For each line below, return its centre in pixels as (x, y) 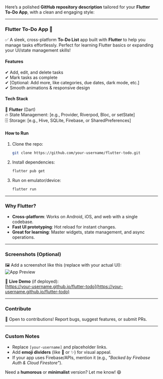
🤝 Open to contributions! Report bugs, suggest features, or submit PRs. (76, 319)
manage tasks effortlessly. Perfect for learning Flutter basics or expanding (79, 45)
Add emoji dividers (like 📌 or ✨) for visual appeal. (62, 352)
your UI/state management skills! (38, 50)
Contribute (18, 309)
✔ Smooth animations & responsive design (48, 88)
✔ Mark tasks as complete (31, 77)
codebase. (23, 222)
